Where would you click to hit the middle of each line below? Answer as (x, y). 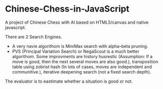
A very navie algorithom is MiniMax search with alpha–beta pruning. (80, 46)
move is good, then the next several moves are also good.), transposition (85, 61)
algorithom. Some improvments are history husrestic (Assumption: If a (82, 56)
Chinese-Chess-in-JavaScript (67, 9)
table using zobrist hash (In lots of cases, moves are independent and (82, 67)
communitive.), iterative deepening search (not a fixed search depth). (81, 72)
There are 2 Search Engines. (34, 37)
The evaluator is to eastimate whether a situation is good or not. (69, 81)
